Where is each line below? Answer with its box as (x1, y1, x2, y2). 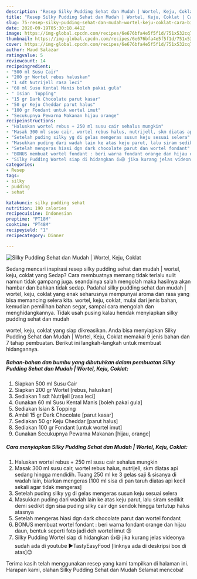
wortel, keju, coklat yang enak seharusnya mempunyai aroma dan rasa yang (6, 290, 190, 297)
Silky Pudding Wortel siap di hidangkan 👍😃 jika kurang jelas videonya (14, 534, 185, 541)
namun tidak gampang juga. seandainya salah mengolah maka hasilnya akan (6, 278, 191, 285)
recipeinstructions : (6, 118, 57, 124)
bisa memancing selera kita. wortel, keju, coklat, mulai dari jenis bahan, (6, 297, 178, 304)
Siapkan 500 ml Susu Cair (14, 380, 77, 387)
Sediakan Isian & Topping (14, 405, 76, 412)
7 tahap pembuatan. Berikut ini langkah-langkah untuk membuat (6, 339, 161, 346)
